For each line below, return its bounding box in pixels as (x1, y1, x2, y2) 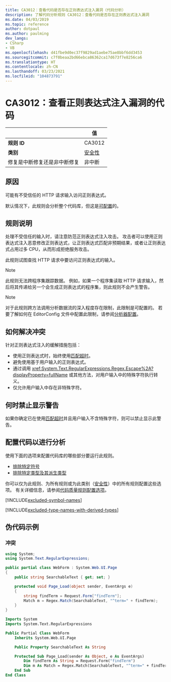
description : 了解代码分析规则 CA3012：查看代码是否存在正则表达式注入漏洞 (5, 12, 150, 17)
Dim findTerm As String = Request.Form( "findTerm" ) (23, 659, 136, 664)
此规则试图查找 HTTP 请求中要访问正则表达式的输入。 (5, 257, 118, 263)
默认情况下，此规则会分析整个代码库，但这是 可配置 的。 (5, 203, 121, 209)
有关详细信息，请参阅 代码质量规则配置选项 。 (15, 487, 109, 493)
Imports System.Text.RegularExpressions (5, 621, 93, 627)
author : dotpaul (5, 26, 40, 32)
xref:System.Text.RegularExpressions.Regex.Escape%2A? (32, 365, 154, 372)
